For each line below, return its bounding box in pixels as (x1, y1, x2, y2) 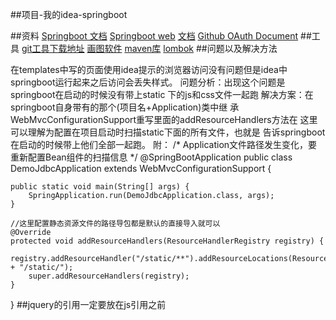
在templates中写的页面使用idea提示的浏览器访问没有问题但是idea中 (10, 64, 288, 75)
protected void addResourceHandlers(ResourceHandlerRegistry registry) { (10, 236, 325, 246)
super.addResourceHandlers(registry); (28, 271, 190, 281)
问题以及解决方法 (206, 43, 278, 54)
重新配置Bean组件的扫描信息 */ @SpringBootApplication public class (10, 151, 293, 163)
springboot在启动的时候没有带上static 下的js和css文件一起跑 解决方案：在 (10, 89, 314, 100)
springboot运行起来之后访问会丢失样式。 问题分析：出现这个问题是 (10, 76, 286, 88)
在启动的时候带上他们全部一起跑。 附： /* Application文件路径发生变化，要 (10, 139, 318, 150)
